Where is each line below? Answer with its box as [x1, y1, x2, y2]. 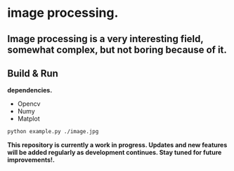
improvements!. [7, 156, 55, 164]
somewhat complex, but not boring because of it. [7, 43, 227, 55]
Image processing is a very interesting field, [7, 33, 204, 45]
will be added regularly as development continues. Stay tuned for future [7, 149, 222, 157]
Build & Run [7, 67, 58, 79]
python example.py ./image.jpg [7, 128, 99, 135]
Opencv [17, 100, 41, 108]
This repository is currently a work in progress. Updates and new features [7, 141, 228, 149]
